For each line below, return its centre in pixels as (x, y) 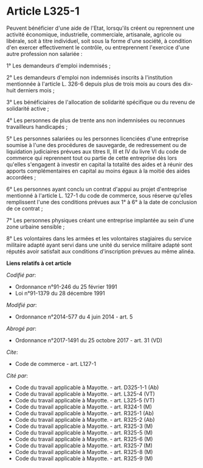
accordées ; (21, 177)
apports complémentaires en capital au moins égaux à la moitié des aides (98, 171)
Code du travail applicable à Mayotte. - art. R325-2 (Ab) (85, 419)
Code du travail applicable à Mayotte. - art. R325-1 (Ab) (84, 413)
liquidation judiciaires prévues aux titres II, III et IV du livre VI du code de (97, 151)
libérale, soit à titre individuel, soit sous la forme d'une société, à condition (99, 41)
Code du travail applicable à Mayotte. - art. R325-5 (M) (84, 432)
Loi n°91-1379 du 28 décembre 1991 (60, 293)
